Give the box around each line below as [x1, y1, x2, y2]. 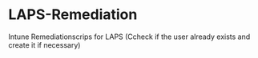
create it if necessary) [8, 40, 81, 49]
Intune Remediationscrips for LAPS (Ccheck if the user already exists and [8, 32, 251, 41]
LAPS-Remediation [8, 6, 138, 24]
